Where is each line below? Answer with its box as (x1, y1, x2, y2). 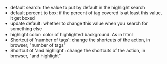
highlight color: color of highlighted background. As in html (10, 31, 133, 37)
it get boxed (10, 15, 35, 21)
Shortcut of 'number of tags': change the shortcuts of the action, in (10, 37, 150, 43)
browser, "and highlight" (10, 53, 61, 59)
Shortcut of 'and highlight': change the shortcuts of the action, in (10, 48, 146, 53)
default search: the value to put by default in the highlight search (10, 5, 145, 10)
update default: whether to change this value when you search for (10, 20, 148, 26)
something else (10, 26, 43, 32)
